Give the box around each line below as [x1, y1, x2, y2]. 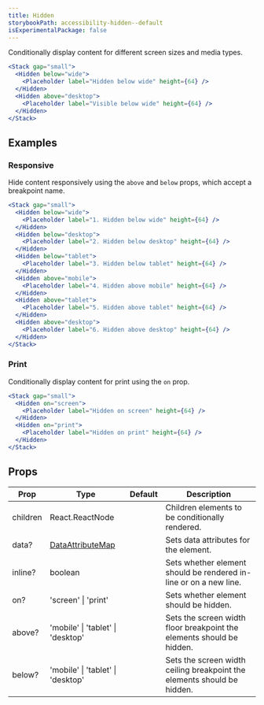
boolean [49, 566, 80, 577]
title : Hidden [8, 11, 55, 20]
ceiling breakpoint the [165, 664, 246, 675]
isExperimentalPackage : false [8, 26, 108, 34]
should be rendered [165, 566, 238, 577]
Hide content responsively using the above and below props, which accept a [8, 178, 252, 187]
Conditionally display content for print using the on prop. [8, 377, 190, 386]
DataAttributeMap [49, 539, 115, 550]
